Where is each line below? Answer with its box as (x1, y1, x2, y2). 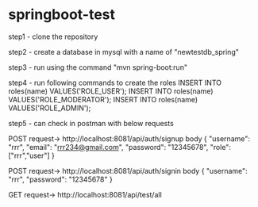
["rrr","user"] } (8, 151, 56, 160)
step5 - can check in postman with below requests (8, 118, 175, 128)
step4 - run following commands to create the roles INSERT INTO (8, 78, 222, 87)
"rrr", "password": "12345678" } (8, 174, 113, 184)
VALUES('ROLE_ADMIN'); (8, 103, 91, 113)
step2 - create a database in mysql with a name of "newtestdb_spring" (8, 47, 240, 56)
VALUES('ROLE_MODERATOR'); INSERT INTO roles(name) (8, 94, 198, 104)
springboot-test (8, 6, 116, 24)
